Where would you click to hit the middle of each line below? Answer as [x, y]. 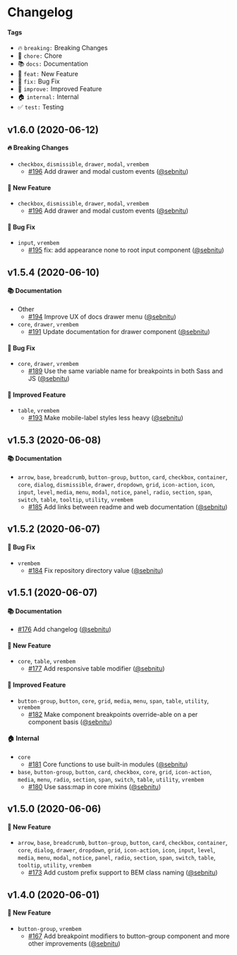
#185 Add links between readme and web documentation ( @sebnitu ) [128, 506]
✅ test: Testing [41, 107]
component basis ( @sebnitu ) [70, 722]
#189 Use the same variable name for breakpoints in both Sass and [126, 371]
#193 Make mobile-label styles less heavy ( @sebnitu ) [105, 418]
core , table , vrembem [47, 661]
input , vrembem [38, 243]
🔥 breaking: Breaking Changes [62, 48]
